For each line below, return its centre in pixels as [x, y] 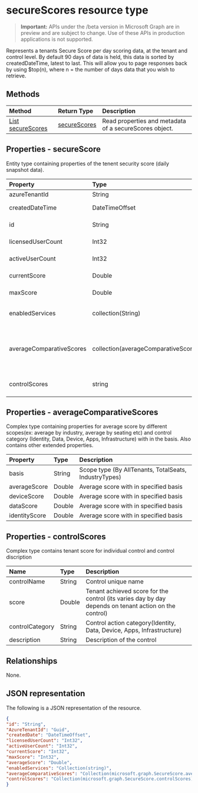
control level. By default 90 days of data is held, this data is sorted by [90, 57]
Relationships [32, 661]
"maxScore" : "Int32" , [33, 757]
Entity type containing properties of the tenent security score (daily [88, 164]
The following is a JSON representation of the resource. [74, 708]
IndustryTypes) [100, 477]
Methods [23, 94]
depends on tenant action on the [131, 606]
